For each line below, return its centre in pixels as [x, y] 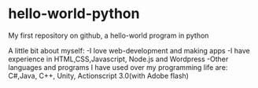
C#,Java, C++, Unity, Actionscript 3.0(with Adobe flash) [98, 75]
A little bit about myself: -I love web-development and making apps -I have [129, 50]
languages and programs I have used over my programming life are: [118, 67]
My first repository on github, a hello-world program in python [109, 35]
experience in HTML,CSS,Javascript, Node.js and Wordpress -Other [118, 59]
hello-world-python [74, 14]
